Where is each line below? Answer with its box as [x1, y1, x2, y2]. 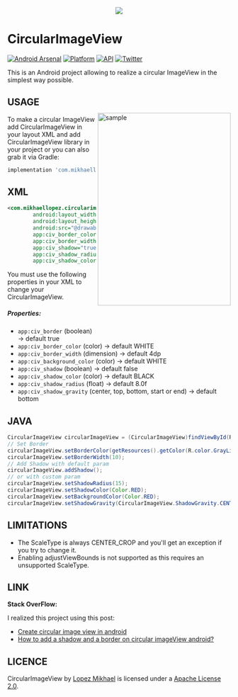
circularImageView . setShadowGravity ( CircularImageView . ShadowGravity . [7, 499, 220, 506]
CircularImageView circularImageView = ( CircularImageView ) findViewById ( [7, 434, 230, 441]
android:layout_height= [33, 218, 103, 225]
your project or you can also [7, 145, 90, 154]
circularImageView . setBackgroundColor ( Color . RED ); [7, 493, 160, 500]
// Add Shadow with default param [7, 460, 110, 467]
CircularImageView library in [7, 137, 90, 146]
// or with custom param [7, 473, 81, 481]
